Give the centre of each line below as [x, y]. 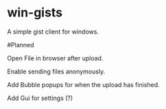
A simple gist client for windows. [53, 32]
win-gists [35, 13]
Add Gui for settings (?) [40, 98]
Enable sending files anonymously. [56, 71]
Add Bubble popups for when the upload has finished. [83, 84]
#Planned [21, 45]
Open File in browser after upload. [55, 58]
